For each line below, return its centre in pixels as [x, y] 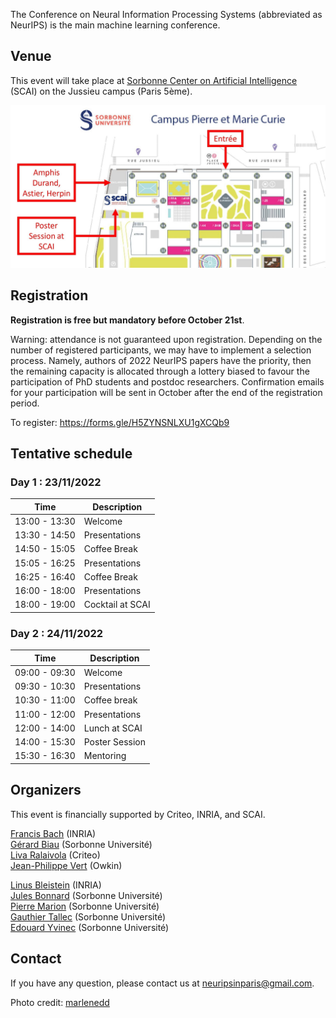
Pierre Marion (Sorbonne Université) [85, 906]
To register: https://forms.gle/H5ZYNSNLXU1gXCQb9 [120, 422]
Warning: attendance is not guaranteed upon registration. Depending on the [166, 339]
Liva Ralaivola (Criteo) [55, 855]
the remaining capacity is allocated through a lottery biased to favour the [160, 371]
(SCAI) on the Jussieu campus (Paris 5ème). [101, 91]
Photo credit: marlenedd [60, 1002]
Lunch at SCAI [113, 728]
